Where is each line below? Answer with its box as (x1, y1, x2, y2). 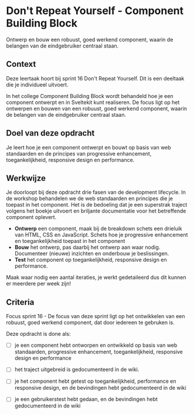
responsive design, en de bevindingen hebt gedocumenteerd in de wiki (14, 384, 186, 392)
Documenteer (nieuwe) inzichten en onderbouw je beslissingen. (14, 250, 169, 257)
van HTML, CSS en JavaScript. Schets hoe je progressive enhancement (14, 231, 188, 238)
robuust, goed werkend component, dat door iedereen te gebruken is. (6, 319, 175, 326)
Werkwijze (6, 173, 46, 183)
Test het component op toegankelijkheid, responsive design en (14, 257, 167, 264)
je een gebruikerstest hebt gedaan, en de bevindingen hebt (14, 396, 158, 403)
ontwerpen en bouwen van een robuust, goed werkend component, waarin (6, 104, 188, 112)
